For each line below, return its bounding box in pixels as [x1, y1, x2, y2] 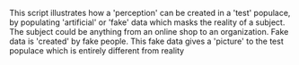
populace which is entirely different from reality [9, 45, 185, 56]
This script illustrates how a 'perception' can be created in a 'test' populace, [9, 8, 291, 18]
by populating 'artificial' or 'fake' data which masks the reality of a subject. [9, 17, 286, 28]
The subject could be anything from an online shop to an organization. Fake [9, 27, 289, 37]
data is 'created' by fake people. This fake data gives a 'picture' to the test [9, 36, 285, 46]
